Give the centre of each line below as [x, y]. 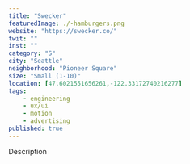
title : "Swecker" [38, 16]
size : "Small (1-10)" [45, 76]
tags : [17, 91]
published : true [36, 128]
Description [27, 151]
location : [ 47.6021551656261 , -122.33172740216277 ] [95, 83]
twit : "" [23, 38]
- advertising [46, 121]
